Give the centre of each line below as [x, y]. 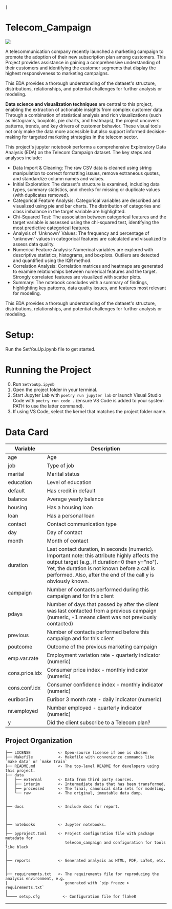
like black [17, 847]
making [13, 137]
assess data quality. [34, 244]
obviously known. [68, 581]
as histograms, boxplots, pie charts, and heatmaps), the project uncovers [82, 120]
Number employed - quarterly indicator [94, 708]
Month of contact [68, 541]
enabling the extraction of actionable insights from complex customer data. [84, 109]
